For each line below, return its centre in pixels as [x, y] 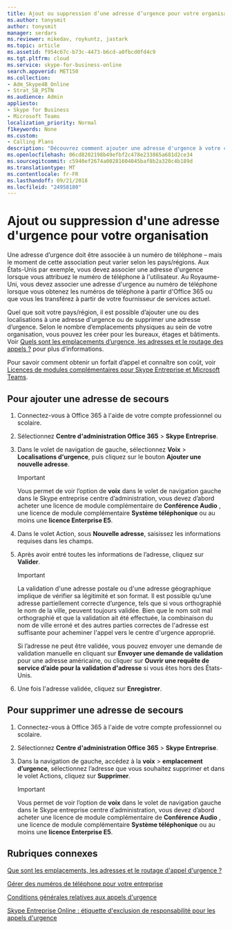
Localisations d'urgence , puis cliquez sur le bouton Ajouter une [109, 457]
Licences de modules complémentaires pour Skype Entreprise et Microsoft [114, 370]
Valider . [29, 562]
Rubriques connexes [52, 854]
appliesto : [23, 104]
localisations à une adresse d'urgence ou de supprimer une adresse [104, 320]
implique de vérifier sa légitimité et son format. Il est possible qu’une [114, 596]
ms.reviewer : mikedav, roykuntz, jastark [68, 39]
